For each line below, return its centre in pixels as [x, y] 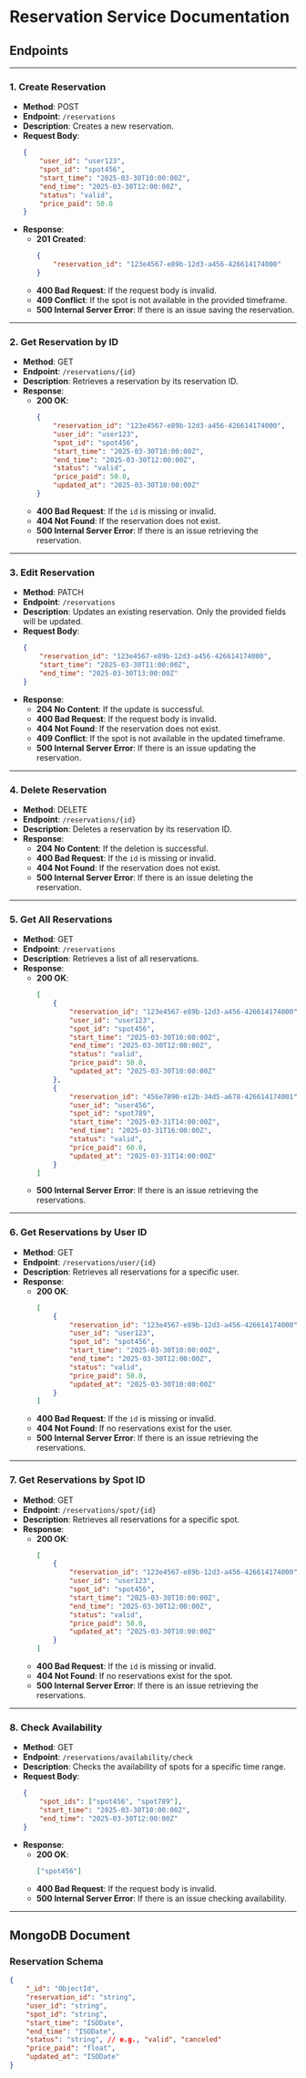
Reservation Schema [56, 1961]
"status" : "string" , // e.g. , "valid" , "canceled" [124, 2040]
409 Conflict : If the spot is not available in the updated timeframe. [160, 738]
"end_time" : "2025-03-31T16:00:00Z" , [140, 1131]
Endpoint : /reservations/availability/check [107, 1757]
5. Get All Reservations [61, 919]
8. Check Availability [56, 1727]
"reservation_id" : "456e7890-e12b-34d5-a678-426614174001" [183, 1097]
